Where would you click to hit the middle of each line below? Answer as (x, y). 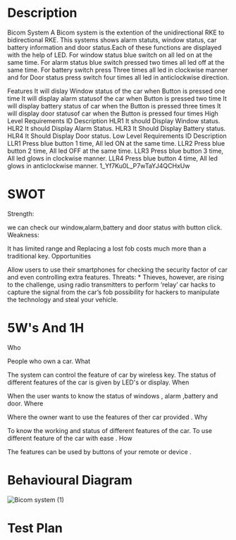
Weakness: (24, 234)
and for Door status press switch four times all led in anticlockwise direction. (118, 77)
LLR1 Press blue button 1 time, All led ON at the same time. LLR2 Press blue (116, 143)
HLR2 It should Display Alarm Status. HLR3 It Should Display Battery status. (117, 128)
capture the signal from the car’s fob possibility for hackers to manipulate (113, 292)
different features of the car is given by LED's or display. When (98, 382)
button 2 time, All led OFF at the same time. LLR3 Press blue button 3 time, (116, 151)
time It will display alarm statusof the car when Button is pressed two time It (117, 98)
